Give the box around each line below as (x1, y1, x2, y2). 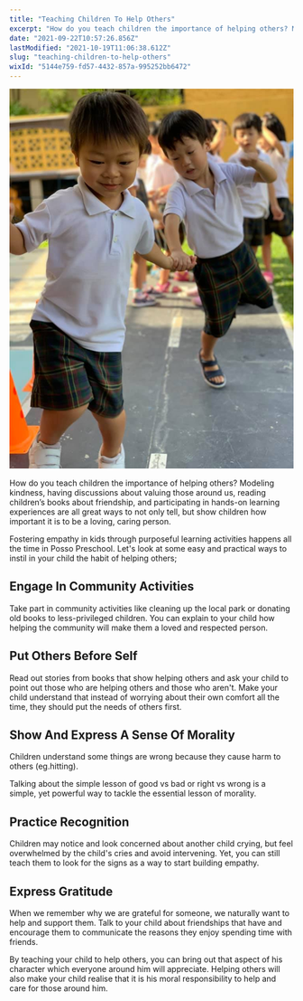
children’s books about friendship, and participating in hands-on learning (9, 497, 280, 507)
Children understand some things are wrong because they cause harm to (9, 751, 281, 762)
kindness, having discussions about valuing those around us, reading (9, 487, 266, 497)
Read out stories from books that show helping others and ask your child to (9, 672, 289, 683)
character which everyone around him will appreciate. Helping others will (9, 964, 281, 975)
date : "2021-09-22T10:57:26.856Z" (9, 33, 140, 42)
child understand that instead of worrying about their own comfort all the (9, 692, 280, 703)
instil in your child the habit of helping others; (9, 552, 178, 563)
